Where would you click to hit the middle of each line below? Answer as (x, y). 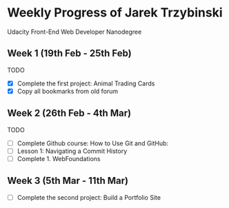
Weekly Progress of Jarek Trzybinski (115, 13)
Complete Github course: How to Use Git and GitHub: (93, 143)
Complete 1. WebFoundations (59, 158)
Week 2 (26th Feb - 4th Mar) (69, 113)
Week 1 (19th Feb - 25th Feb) (70, 53)
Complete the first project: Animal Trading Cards (86, 83)
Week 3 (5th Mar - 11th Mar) (68, 181)
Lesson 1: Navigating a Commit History (72, 151)
